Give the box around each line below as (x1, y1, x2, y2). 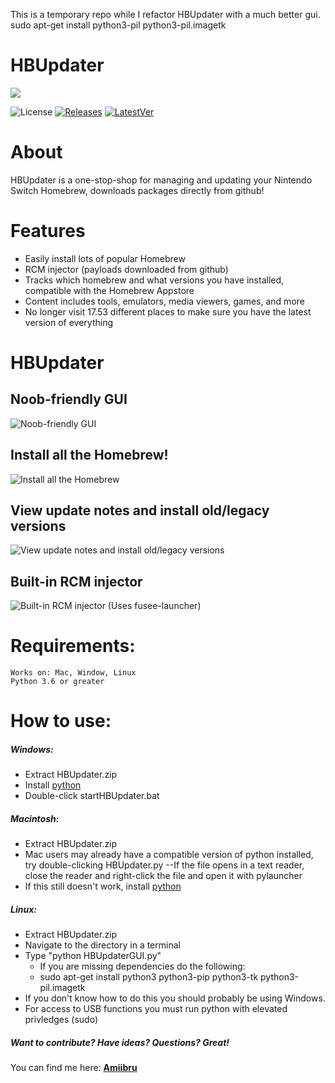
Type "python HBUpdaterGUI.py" (24, 950, 162, 962)
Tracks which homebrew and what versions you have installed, (24, 274, 285, 286)
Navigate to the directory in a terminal (24, 939, 181, 951)
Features (10, 220, 86, 243)
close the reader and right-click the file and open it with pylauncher (24, 870, 303, 882)
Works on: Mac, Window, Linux (10, 668, 137, 678)
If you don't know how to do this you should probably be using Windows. (24, 992, 326, 1004)
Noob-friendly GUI (10, 391, 128, 408)
